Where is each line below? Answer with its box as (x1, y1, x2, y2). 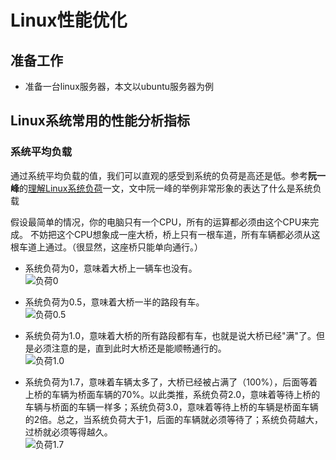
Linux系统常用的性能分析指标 (10, 112, 190, 130)
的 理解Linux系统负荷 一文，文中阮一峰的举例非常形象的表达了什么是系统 (19, 182, 313, 194)
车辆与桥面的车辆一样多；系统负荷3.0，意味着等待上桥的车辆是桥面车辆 (24, 401, 319, 413)
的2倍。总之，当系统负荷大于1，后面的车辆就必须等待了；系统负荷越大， (24, 413, 324, 425)
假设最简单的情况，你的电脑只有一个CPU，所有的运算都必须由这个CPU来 (10, 216, 311, 228)
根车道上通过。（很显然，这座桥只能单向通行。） (10, 241, 203, 253)
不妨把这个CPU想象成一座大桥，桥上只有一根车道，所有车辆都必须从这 (29, 228, 321, 240)
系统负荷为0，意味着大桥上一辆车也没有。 (24, 262, 198, 274)
